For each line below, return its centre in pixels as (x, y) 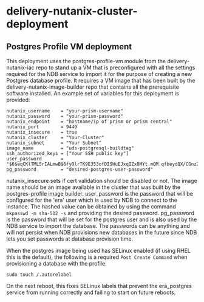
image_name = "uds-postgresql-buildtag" (70, 148)
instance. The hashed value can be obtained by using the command (91, 207)
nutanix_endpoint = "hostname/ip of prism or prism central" (89, 122)
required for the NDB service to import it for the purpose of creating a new (99, 74)
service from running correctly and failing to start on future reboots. (91, 292)
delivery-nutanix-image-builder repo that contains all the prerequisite (93, 87)
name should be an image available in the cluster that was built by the (93, 187)
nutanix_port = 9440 (42, 127)
